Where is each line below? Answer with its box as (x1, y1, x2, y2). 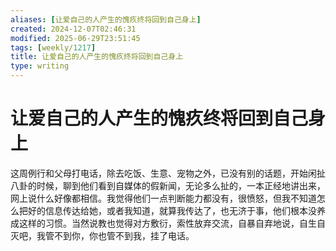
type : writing (10, 61, 70, 71)
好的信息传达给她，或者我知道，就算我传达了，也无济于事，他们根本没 (27, 204, 317, 216)
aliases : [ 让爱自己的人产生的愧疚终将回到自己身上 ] (10, 14, 202, 25)
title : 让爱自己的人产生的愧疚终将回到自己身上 (10, 52, 184, 62)
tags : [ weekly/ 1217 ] (10, 42, 97, 53)
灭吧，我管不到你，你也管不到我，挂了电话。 (10, 229, 195, 241)
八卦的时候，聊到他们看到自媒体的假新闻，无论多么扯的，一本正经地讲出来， (10, 179, 326, 191)
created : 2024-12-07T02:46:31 (10, 24, 137, 34)
